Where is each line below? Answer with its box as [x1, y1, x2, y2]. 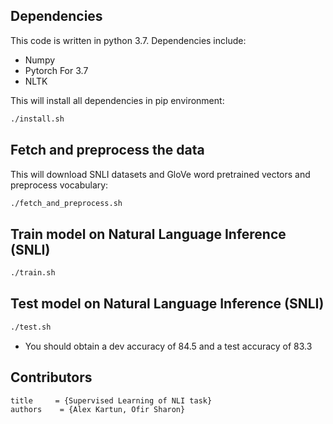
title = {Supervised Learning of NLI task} [10, 395, 213, 406]
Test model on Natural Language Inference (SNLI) [10, 295, 325, 313]
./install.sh [10, 114, 65, 124]
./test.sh [10, 322, 52, 332]
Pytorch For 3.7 [24, 64, 89, 76]
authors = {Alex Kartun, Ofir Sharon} [10, 404, 186, 414]
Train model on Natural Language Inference [10, 225, 287, 243]
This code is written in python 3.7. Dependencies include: [10, 34, 247, 46]
